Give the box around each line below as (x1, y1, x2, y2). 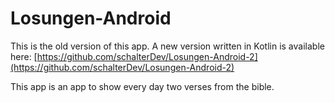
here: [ (10, 50, 38, 62)
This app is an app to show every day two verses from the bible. (10, 80, 275, 92)
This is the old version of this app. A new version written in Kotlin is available (10, 40, 325, 52)
